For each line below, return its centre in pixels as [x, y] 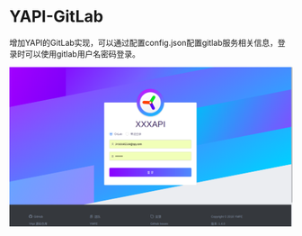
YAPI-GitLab [56, 17]
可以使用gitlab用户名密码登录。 [83, 54]
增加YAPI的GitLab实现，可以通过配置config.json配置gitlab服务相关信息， [144, 42]
